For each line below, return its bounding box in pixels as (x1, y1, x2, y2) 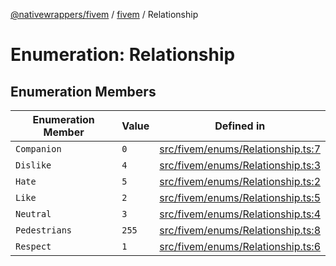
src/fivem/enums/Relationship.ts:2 (159, 175, 321, 188)
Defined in (214, 119, 266, 133)
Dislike (15, 160, 52, 171)
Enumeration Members (10, 83, 157, 100)
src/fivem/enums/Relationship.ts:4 (159, 207, 321, 221)
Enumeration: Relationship (10, 44, 236, 66)
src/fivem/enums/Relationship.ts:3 (159, 159, 321, 172)
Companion (15, 144, 62, 154)
